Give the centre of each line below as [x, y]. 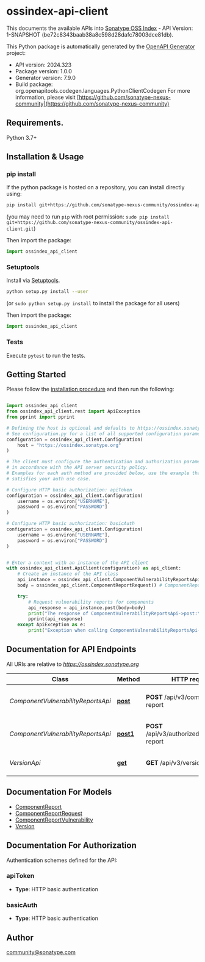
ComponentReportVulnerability [54, 820]
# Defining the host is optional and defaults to [71, 428]
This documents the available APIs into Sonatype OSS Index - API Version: [100, 28]
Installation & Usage [45, 157]
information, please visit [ [47, 97]
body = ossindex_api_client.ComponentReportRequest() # [90, 585]
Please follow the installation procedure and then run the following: [90, 389]
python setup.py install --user [47, 292]
